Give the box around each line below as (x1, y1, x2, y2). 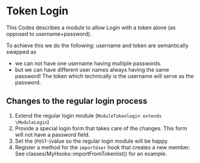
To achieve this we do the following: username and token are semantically (6, 42, 189, 49)
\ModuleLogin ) (14, 118, 50, 125)
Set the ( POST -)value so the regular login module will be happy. (14, 137, 169, 144)
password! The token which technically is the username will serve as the (14, 72, 194, 79)
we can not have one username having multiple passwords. (14, 60, 162, 67)
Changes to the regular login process (6, 96, 148, 106)
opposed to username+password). (6, 30, 92, 37)
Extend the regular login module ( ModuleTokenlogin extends (14, 112, 162, 119)
